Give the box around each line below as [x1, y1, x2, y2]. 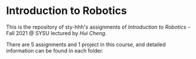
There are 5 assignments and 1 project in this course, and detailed [6, 41, 166, 48]
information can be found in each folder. [6, 47, 104, 54]
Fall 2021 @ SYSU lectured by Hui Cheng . [6, 29, 107, 36]
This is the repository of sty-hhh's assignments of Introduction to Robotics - [6, 23, 190, 30]
